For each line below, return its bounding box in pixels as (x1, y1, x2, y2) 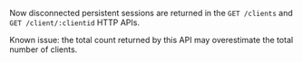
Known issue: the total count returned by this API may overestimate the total (9, 35, 294, 45)
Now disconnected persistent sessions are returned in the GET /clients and (9, 8, 293, 18)
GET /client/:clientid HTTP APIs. (9, 17, 141, 28)
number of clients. (9, 44, 78, 55)
